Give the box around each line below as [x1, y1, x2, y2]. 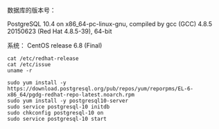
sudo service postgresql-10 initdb [7, 103, 110, 110]
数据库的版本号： [7, 6, 56, 14]
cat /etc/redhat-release [7, 55, 79, 62]
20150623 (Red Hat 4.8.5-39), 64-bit [7, 27, 112, 35]
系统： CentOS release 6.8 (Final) [7, 41, 103, 50]
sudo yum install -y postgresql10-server [7, 97, 129, 104]
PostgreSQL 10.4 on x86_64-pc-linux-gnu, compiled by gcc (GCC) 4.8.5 [7, 20, 213, 28]
